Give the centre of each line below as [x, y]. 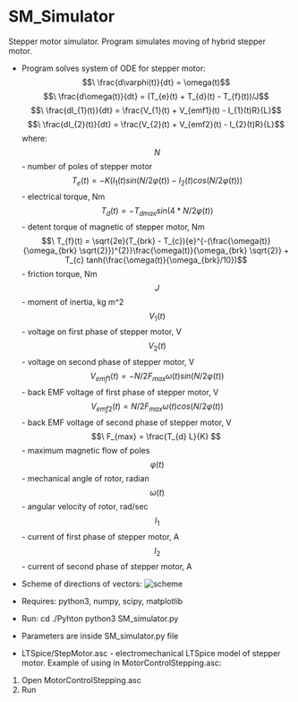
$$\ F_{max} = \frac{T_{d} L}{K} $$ [156, 436]
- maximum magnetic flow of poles [85, 450]
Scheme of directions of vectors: [82, 584]
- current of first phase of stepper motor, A [100, 536]
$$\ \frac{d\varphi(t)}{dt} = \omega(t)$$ [156, 82]
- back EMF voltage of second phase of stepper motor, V [126, 422]
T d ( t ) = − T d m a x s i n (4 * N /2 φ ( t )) [157, 211]
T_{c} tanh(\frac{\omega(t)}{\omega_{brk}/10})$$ [156, 260]
